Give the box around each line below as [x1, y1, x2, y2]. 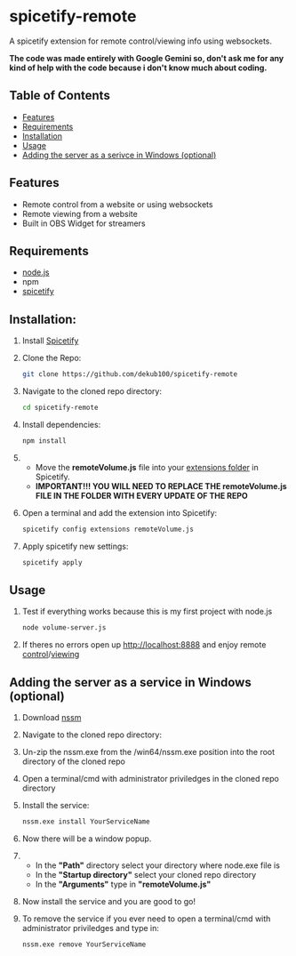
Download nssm [21, 712, 82, 723]
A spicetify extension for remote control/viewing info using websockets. [9, 36, 273, 46]
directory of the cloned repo [21, 756, 126, 767]
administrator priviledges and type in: [21, 922, 160, 933]
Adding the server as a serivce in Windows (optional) [21, 149, 217, 160]
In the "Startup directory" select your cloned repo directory [35, 869, 257, 880]
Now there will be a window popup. [21, 833, 152, 844]
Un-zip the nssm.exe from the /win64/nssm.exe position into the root [21, 747, 276, 758]
